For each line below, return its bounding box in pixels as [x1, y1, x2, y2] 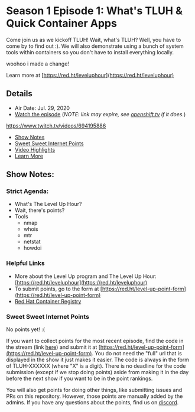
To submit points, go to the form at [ [14, 285, 102, 292]
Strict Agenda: [6, 187, 49, 195]
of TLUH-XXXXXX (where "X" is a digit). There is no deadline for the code [6, 362, 186, 370]
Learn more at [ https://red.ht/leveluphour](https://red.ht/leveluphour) [6, 71, 174, 79]
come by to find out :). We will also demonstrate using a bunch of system [6, 42, 184, 50]
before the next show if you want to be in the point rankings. [6, 375, 153, 382]
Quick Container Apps [6, 17, 117, 30]
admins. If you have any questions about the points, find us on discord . [6, 399, 179, 406]
